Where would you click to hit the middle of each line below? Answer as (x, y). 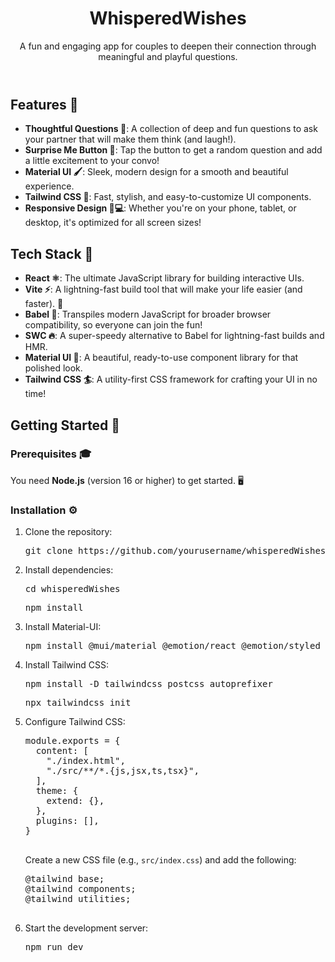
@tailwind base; (64, 879)
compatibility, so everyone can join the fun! (113, 325)
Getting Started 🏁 (65, 425)
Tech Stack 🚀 (52, 253)
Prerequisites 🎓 (51, 454)
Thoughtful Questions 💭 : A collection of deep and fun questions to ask (171, 129)
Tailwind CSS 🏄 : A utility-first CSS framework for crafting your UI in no (171, 379)
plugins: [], (67, 821)
